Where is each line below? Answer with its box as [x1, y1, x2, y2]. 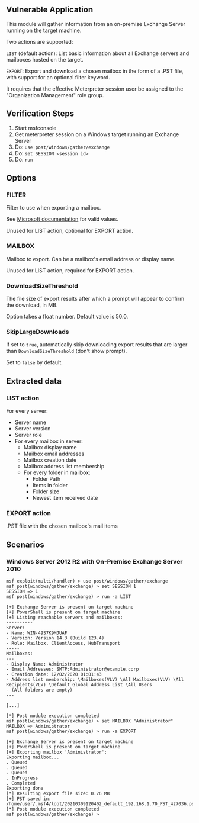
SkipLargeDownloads [6, 327, 69, 336]
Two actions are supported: [6, 38, 73, 45]
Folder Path [32, 475, 61, 482]
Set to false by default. [6, 359, 63, 366]
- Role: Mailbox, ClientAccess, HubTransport [6, 640, 120, 646]
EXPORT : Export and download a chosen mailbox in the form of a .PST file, [6, 67, 184, 75]
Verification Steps [6, 109, 75, 119]
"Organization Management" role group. [6, 91, 104, 98]
